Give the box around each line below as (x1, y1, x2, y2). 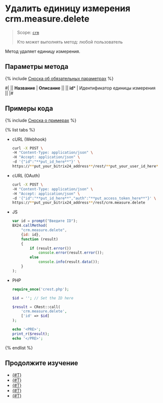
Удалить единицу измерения (5, 3, 130, 14)
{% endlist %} (5, 345, 33, 351)
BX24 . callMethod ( (12, 223, 48, 228)
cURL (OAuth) (12, 172, 40, 178)
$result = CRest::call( (12, 304, 61, 309)
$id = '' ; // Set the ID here (12, 296, 74, 300)
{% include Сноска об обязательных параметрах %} (5, 75, 114, 81)
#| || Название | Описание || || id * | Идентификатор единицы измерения (5, 85, 156, 91)
